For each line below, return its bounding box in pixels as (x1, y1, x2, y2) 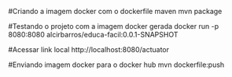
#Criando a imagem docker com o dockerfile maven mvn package (8, 7, 223, 16)
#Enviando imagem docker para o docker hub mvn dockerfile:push (8, 60, 225, 69)
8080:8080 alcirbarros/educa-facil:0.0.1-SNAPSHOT (8, 30, 179, 39)
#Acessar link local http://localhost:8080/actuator (8, 45, 170, 54)
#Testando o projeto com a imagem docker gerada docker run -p (8, 22, 219, 30)
